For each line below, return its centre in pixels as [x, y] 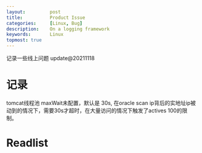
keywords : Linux [35, 35]
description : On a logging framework [58, 29]
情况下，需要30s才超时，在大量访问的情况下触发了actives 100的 [102, 110]
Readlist [27, 143]
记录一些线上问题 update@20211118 [51, 58]
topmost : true [24, 40]
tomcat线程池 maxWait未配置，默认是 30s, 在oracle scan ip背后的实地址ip [99, 103]
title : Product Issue [46, 18]
